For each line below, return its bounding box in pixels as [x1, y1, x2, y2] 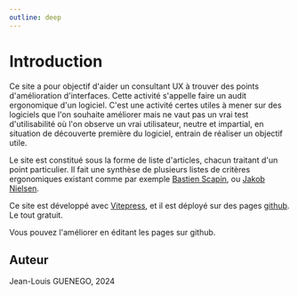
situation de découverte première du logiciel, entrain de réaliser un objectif [9, 128, 283, 139]
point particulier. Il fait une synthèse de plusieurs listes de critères [9, 163, 251, 174]
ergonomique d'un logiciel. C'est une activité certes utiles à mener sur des [9, 100, 282, 110]
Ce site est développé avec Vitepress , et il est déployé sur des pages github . [9, 200, 290, 211]
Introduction [9, 51, 103, 71]
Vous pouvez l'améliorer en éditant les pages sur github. [9, 227, 216, 237]
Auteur [9, 252, 49, 267]
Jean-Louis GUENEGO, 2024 [9, 276, 116, 287]
